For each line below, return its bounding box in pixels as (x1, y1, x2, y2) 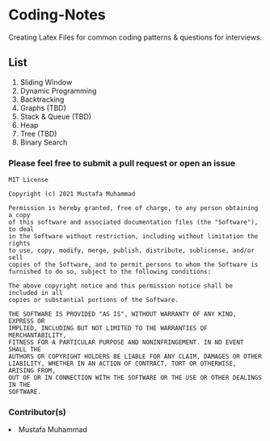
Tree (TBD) (19, 128, 57, 138)
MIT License (8, 176, 49, 184)
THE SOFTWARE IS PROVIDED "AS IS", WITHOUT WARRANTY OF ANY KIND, (8, 310, 237, 318)
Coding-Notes (8, 6, 107, 24)
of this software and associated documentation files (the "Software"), (8, 218, 259, 227)
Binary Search (19, 137, 68, 147)
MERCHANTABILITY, (8, 331, 67, 340)
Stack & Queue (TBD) (19, 111, 91, 121)
